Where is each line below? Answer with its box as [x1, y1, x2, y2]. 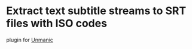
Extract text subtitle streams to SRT [6, 4, 187, 18]
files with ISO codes [6, 17, 108, 30]
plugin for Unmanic [6, 36, 54, 43]
